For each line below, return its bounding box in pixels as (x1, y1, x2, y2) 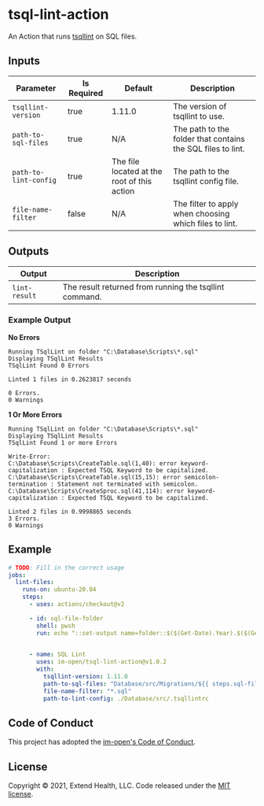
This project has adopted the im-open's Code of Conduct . (8, 738, 196, 747)
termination (8, 480, 47, 488)
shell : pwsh (36, 622, 76, 630)
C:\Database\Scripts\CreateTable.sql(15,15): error (8, 473, 181, 481)
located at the (111, 165, 163, 176)
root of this (111, 176, 152, 187)
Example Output (8, 315, 71, 326)
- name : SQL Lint (28, 651, 86, 659)
